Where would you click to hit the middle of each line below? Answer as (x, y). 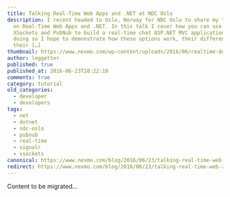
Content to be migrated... (42, 186)
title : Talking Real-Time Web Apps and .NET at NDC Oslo (90, 13)
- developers (32, 103)
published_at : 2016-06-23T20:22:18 (58, 71)
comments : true (29, 77)
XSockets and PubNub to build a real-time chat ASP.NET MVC (101, 33)
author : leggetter (33, 58)
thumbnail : (23, 52)
